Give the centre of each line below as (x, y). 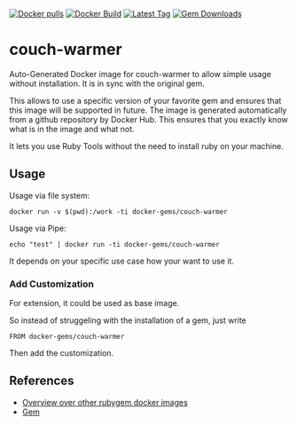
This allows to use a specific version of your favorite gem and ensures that (145, 100)
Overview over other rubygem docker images (105, 402)
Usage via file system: (50, 195)
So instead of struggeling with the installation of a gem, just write (128, 320)
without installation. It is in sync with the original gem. (107, 83)
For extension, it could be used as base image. (94, 303)
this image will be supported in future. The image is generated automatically (148, 110)
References (42, 381)
